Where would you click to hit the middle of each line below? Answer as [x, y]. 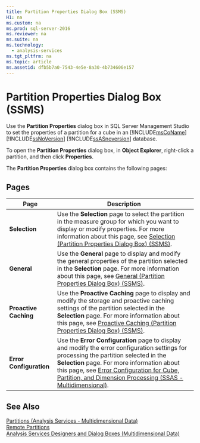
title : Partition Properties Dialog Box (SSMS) [66, 12]
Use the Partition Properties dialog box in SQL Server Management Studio [98, 126]
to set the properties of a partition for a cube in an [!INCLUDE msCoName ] [96, 133]
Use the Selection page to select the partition [121, 214]
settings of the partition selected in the [111, 308]
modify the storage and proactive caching [115, 301]
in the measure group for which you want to [118, 222]
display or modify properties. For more [111, 229]
